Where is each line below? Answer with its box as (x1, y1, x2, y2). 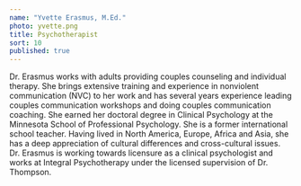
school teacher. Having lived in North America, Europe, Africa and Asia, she (9, 128, 289, 139)
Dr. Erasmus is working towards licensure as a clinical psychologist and (9, 147, 274, 158)
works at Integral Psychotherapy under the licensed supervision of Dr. (9, 157, 269, 168)
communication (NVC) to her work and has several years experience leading (9, 91, 292, 102)
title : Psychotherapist (9, 30, 99, 39)
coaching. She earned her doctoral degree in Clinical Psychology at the (9, 110, 274, 120)
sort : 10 (9, 38, 42, 48)
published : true (9, 47, 70, 56)
